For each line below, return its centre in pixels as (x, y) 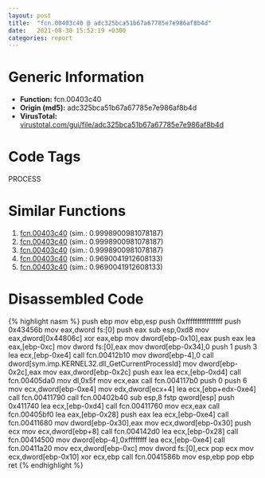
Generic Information (76, 77)
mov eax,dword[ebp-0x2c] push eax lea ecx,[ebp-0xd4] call (142, 372)
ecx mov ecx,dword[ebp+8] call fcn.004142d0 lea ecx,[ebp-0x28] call (123, 431)
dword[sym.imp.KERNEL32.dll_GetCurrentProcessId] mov (103, 364)
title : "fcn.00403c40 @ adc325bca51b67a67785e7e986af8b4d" (110, 23)
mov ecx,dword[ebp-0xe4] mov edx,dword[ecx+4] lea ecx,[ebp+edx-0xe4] (132, 389)
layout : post (30, 16)
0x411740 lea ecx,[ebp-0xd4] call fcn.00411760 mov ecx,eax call (114, 406)
